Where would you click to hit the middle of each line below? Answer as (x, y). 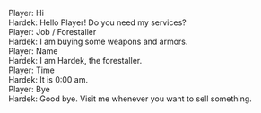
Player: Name (33, 51)
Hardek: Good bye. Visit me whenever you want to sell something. (130, 99)
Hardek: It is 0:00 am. (48, 79)
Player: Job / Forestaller (52, 32)
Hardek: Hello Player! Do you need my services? (97, 22)
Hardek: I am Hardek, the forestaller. (75, 61)
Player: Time (31, 70)
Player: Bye (29, 89)
